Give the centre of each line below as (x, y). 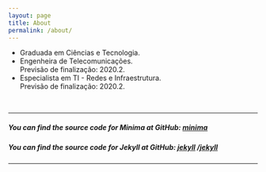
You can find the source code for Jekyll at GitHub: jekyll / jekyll (113, 147)
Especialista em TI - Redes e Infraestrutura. (90, 78)
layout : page (30, 15)
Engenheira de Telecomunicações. (76, 61)
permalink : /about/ (40, 30)
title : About (30, 23)
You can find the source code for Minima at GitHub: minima (108, 127)
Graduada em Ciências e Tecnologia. (80, 53)
